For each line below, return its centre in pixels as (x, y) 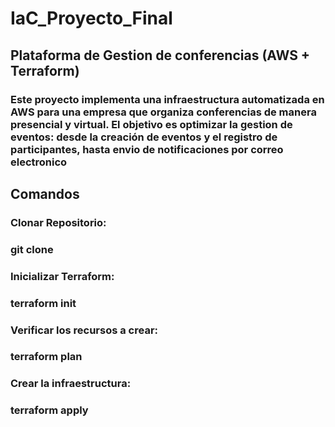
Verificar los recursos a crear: (84, 330)
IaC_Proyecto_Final (91, 18)
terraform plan (46, 357)
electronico (39, 162)
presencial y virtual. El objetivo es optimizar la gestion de (151, 124)
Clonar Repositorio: (58, 222)
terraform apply (49, 410)
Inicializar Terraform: (62, 276)
